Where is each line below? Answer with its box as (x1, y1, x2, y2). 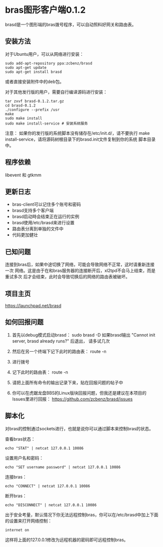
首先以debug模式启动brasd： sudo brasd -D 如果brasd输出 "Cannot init (12, 332, 156, 337)
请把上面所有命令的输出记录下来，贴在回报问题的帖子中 (12, 379, 123, 385)
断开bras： (5, 493, 27, 499)
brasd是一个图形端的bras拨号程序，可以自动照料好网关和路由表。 (5, 21, 136, 27)
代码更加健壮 (12, 232, 38, 238)
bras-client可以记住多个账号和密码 (12, 201, 81, 208)
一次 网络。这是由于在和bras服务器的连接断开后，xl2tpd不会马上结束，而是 (5, 268, 156, 273)
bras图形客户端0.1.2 (5, 4, 86, 16)
